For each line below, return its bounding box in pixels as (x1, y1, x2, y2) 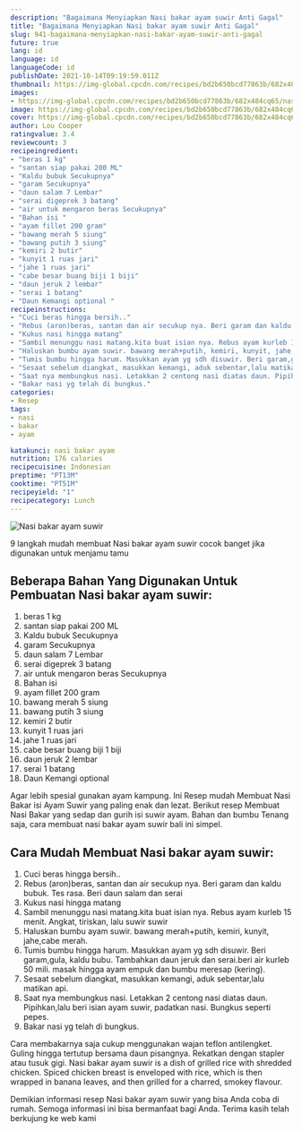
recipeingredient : (10, 146, 79, 155)
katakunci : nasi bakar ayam (10, 445, 116, 455)
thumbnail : (10, 80, 51, 89)
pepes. (22, 1012, 49, 1023)
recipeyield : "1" (10, 488, 75, 497)
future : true (10, 38, 59, 48)
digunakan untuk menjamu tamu (10, 548, 129, 558)
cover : (10, 113, 35, 122)
